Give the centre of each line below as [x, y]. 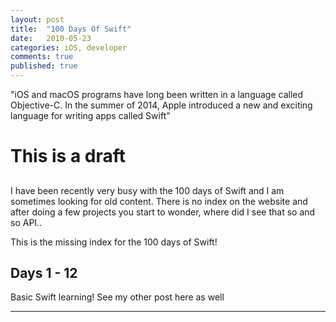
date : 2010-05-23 [51, 38]
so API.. [26, 222]
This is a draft [68, 156]
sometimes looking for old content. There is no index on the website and [159, 201]
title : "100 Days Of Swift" [71, 29]
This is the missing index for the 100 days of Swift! [114, 242]
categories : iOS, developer [69, 47]
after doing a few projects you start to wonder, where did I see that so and [163, 212]
